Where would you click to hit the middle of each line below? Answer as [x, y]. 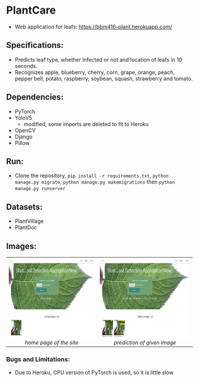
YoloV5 [23, 118]
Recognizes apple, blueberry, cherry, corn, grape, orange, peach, [95, 72]
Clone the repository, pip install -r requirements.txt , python [92, 176]
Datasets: [24, 207]
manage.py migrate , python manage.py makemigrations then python [95, 182]
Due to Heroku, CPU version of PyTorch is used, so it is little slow [94, 372]
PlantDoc [26, 227]
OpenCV [25, 130]
